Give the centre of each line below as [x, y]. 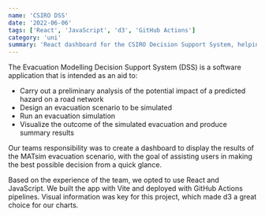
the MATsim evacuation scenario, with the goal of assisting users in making [130, 156]
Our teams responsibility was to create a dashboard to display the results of [131, 148]
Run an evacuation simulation [67, 116]
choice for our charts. [43, 205]
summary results [47, 133]
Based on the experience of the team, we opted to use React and [114, 180]
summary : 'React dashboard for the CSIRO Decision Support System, [121, 45]
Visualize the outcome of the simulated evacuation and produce [123, 125]
